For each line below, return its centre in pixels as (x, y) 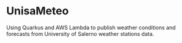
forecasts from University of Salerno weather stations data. (80, 33)
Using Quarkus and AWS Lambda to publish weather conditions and (91, 27)
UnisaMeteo (38, 11)
